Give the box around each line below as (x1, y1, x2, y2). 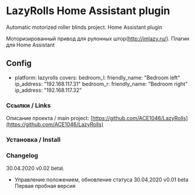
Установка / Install (6, 135, 60, 144)
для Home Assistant (6, 41, 55, 48)
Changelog (6, 151, 38, 160)
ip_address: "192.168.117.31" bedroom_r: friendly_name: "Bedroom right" (14, 80, 188, 87)
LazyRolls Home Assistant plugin (6, 4, 170, 18)
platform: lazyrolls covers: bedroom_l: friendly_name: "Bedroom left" (14, 74, 180, 81)
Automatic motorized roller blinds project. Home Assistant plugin (6, 24, 163, 31)
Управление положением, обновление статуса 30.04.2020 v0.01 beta (14, 176, 189, 183)
